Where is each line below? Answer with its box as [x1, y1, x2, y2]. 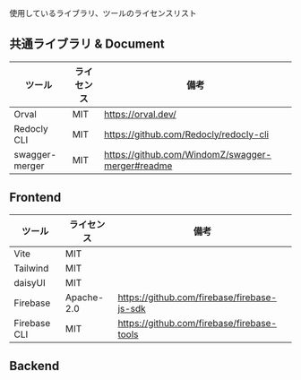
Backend [9, 358, 60, 374]
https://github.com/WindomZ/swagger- [104, 148, 271, 160]
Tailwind [13, 262, 49, 274]
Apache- [65, 290, 105, 303]
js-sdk [117, 302, 146, 315]
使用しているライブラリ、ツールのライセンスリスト [9, 8, 197, 18]
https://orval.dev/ [104, 108, 176, 120]
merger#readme [104, 160, 173, 172]
